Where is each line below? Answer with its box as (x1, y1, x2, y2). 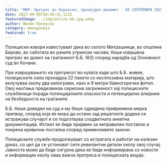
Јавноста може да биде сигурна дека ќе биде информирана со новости (5, 147, 159, 153)
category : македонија (5, 26, 50, 31)
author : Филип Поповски (5, 21, 55, 26)
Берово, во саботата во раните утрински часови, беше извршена (5, 49, 145, 55)
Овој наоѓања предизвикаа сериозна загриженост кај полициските (5, 85, 149, 91)
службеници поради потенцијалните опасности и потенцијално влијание (5, 90, 160, 96)
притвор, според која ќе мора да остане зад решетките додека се (5, 111, 147, 117)
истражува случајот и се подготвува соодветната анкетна (5, 116, 130, 122)
